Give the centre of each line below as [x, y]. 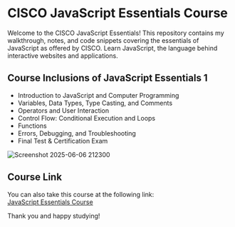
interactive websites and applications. [63, 56]
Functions [32, 126]
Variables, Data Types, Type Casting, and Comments [95, 103]
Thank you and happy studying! [54, 216]
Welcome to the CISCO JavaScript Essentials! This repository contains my [116, 33]
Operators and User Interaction [63, 110]
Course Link [35, 177]
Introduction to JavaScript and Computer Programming [98, 95]
